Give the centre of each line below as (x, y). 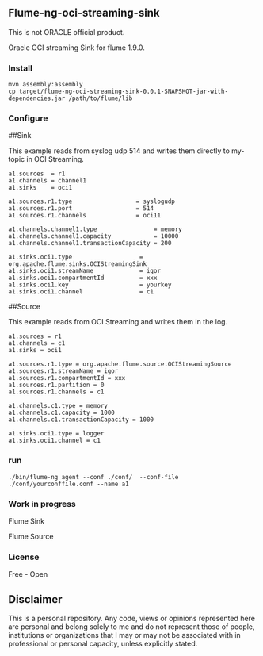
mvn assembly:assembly (46, 85)
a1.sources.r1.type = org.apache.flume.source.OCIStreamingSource (120, 364)
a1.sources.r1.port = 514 (81, 209)
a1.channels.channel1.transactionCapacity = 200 (90, 244)
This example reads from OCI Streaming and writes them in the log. (118, 322)
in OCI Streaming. (55, 159)
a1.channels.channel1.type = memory (95, 229)
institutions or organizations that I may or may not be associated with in (125, 635)
